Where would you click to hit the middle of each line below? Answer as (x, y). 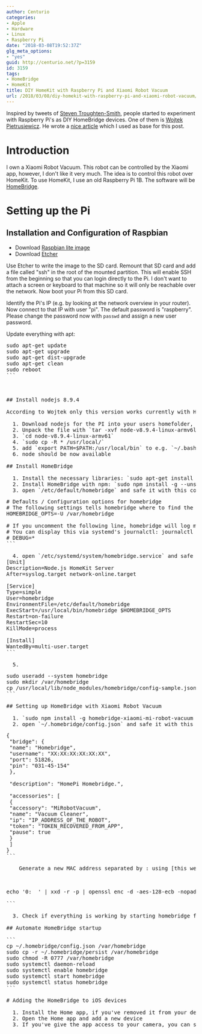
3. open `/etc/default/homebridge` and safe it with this (100, 490)
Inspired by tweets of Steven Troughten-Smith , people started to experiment (101, 113)
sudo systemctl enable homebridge (57, 970)
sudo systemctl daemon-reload (51, 964)
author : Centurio (28, 12)
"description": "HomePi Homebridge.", (66, 783)
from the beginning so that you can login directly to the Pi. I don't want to (97, 278)
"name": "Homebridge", (43, 747)
